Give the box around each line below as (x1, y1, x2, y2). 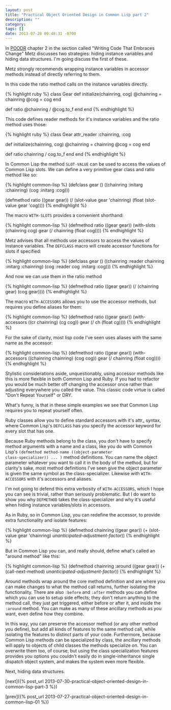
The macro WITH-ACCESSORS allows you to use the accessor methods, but (5, 298, 156, 305)
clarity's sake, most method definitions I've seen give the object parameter (5, 465, 162, 471)
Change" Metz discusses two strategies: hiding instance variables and (5, 50, 153, 57)
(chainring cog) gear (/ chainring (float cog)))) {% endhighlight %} (5, 228, 144, 233)
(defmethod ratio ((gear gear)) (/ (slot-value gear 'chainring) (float (5, 197, 144, 203)
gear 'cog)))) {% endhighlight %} (17, 202, 87, 208)
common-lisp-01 (5, 699, 40, 705)
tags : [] (5, 26, 24, 32)
